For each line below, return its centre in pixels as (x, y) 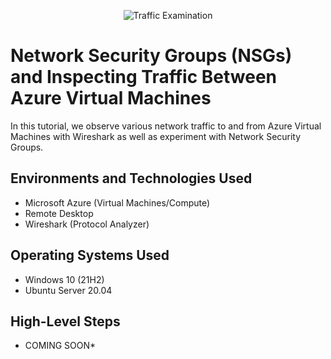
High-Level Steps (65, 321)
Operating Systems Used (90, 255)
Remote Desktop (59, 213)
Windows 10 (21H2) (64, 279)
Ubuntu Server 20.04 (68, 290)
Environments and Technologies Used (131, 178)
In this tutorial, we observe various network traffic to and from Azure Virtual (166, 126)
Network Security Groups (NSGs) (151, 56)
